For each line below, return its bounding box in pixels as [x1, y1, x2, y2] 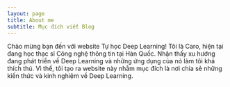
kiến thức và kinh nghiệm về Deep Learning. [7, 72, 133, 80]
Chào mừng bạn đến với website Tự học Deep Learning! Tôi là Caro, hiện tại [7, 42, 224, 51]
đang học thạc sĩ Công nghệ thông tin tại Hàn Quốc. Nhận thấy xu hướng [7, 49, 215, 58]
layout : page [7, 10, 45, 17]
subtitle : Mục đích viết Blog [7, 23, 95, 30]
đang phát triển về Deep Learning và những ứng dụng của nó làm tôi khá [7, 57, 215, 65]
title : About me [7, 17, 54, 24]
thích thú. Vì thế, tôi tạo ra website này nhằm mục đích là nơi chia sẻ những [7, 64, 222, 73]
